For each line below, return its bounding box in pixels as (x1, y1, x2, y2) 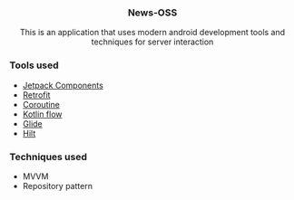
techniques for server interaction (91, 36, 214, 47)
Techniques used (9, 150, 88, 163)
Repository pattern (22, 180, 93, 191)
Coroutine (22, 99, 61, 110)
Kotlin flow (22, 109, 63, 119)
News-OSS (127, 6, 178, 19)
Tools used (9, 59, 59, 71)
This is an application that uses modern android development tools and (19, 27, 286, 38)
